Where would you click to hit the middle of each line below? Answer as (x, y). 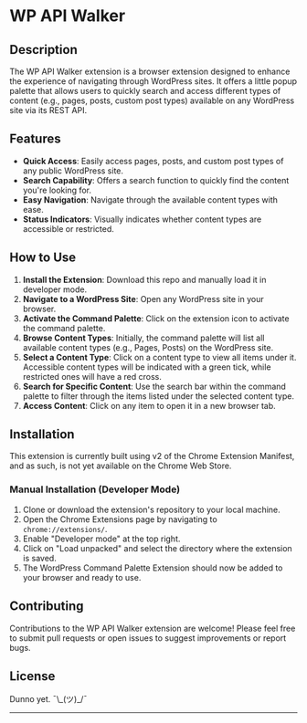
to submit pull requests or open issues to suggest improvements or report (148, 638)
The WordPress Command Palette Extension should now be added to (153, 568)
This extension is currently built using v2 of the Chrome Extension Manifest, (152, 456)
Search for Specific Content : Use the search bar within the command (154, 386)
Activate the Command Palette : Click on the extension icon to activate (156, 318)
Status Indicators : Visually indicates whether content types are (142, 219)
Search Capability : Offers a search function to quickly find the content (156, 180)
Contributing (47, 607)
